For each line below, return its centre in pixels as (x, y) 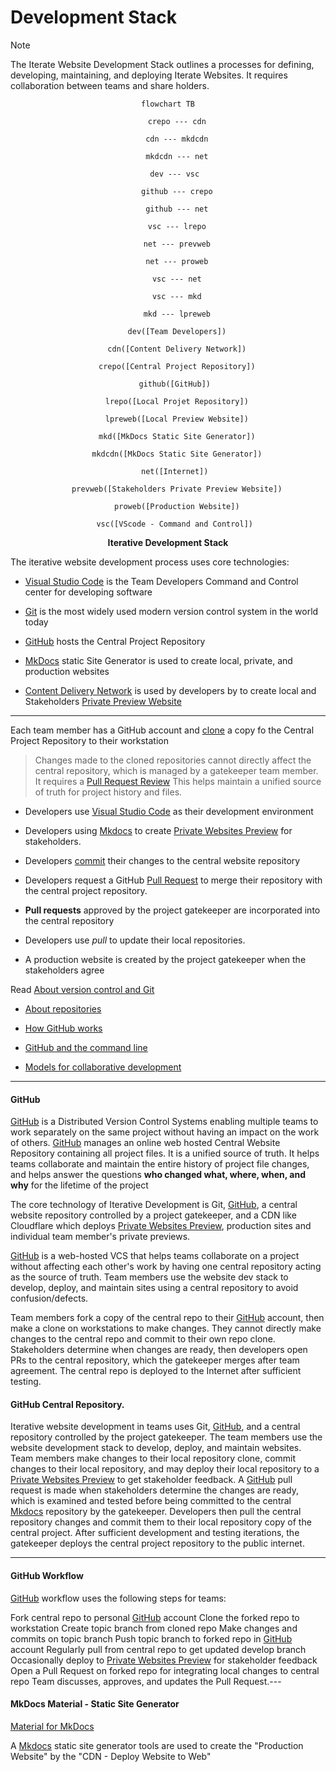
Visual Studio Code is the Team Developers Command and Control (161, 581)
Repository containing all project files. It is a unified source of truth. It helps (165, 1153)
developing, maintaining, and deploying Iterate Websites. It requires (149, 75)
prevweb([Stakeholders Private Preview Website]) (177, 489)
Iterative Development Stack (168, 542)
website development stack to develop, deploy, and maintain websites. (156, 1448)
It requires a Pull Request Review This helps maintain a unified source (178, 781)
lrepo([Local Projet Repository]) (176, 401)
